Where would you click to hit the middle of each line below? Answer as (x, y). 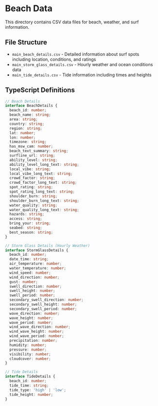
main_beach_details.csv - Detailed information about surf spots (76, 54)
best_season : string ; (31, 232)
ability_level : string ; (33, 160)
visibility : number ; (30, 354)
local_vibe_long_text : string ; (41, 174)
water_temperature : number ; (38, 268)
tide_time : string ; (29, 385)
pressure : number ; (28, 350)
